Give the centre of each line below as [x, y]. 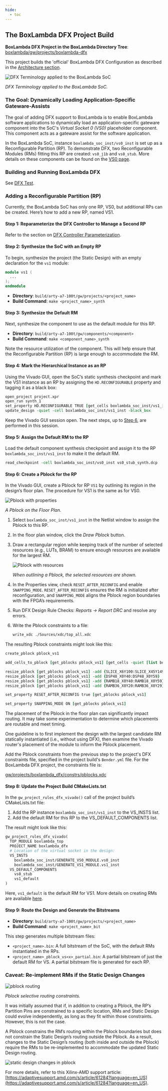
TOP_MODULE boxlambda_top [37, 842]
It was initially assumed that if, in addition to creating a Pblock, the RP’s [78, 1006]
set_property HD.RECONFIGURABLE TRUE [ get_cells [57, 406]
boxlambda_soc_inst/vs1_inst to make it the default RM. [62, 453]
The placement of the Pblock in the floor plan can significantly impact [77, 713]
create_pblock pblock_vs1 [32, 654]
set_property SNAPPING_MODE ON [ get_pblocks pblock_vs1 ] [66, 704]
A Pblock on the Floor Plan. [33, 510]
